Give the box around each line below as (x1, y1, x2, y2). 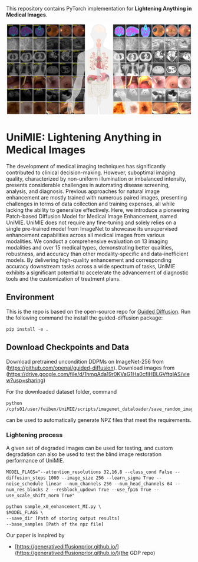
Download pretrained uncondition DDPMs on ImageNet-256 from (6, 358, 164, 365)
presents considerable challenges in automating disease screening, (6, 181, 170, 188)
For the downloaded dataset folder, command (6, 388, 117, 395)
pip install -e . (6, 326, 49, 332)
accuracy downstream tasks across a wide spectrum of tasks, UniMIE (6, 262, 176, 270)
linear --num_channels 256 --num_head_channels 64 (45, 481, 173, 487)
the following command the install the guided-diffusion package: (6, 314, 163, 321)
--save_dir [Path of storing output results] (6, 515, 120, 521)
